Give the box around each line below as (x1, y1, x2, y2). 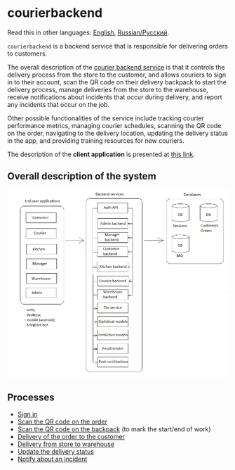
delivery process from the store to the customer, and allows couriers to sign (7, 70, 227, 79)
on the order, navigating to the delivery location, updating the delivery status (7, 129, 228, 137)
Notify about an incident (17, 455, 88, 464)
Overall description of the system (7, 170, 156, 182)
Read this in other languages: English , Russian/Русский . (7, 28, 170, 37)
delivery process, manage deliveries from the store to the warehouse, (7, 85, 208, 94)
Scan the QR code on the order (17, 417, 107, 426)
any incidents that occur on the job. (7, 100, 110, 108)
